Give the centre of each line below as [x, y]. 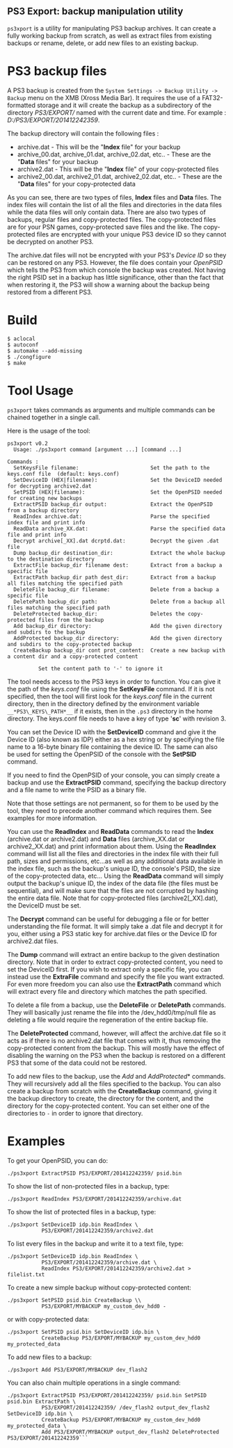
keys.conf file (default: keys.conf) [63, 474]
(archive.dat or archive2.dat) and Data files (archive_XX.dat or [96, 839]
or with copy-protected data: [48, 1319]
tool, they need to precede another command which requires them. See [110, 810]
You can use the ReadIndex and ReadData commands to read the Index [111, 831]
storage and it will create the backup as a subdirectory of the [124, 105]
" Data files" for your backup [58, 161]
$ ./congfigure [29, 357]
